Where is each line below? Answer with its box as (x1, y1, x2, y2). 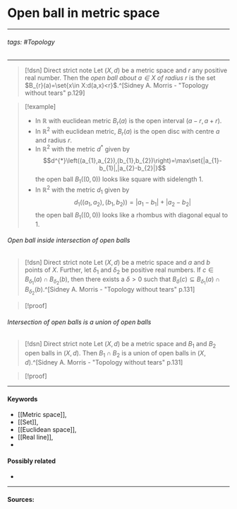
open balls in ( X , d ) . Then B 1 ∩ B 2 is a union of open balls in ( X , (24, 349, 206, 359)
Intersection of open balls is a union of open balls (7, 317, 152, 326)
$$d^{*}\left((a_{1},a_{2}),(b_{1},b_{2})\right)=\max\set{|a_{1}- (42, 156, 222, 165)
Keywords (7, 394, 38, 403)
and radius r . (35, 136, 73, 144)
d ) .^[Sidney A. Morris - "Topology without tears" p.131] (24, 358, 183, 366)
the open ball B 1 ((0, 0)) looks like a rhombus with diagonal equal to (35, 211, 228, 221)
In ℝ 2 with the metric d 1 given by (35, 184, 130, 195)
